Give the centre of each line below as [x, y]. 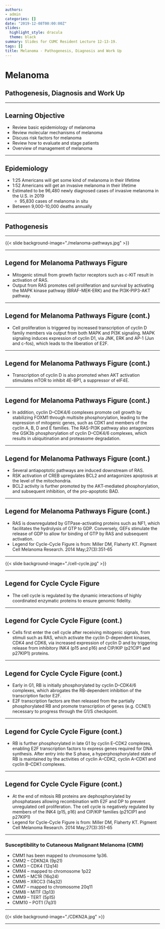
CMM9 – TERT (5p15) [34, 898]
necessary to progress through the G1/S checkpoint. [65, 712]
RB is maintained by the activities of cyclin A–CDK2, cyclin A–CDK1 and [84, 759]
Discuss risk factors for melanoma [47, 138]
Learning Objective [35, 115]
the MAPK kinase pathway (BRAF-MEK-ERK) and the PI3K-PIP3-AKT [81, 290]
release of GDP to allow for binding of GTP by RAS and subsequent [80, 534]
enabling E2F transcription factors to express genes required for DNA [82, 749]
